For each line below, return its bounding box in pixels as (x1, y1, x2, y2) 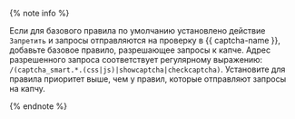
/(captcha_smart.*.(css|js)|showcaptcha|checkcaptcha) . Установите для (9, 64, 286, 74)
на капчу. (9, 84, 45, 94)
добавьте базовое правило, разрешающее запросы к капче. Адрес (9, 45, 270, 55)
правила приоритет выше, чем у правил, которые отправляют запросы (9, 74, 287, 84)
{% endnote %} (9, 101, 68, 112)
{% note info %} (9, 8, 70, 18)
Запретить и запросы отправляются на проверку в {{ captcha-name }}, (9, 35, 281, 45)
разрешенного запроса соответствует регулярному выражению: (9, 55, 263, 64)
